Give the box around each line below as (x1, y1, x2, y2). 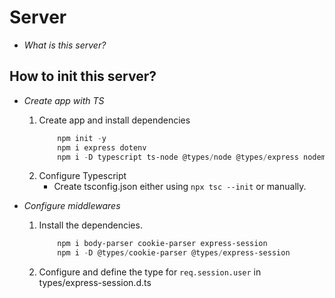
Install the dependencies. (38, 219, 143, 231)
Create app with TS (23, 94, 105, 106)
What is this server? (23, 39, 107, 51)
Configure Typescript (38, 170, 127, 182)
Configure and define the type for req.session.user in (38, 266, 262, 278)
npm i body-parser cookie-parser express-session (57, 239, 268, 249)
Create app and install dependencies (38, 114, 191, 126)
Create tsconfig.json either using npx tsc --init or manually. (53, 181, 307, 193)
